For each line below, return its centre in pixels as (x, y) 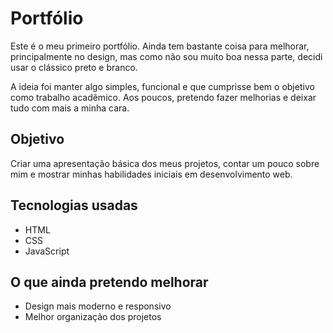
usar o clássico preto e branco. (74, 67)
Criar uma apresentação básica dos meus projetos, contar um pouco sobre (165, 163)
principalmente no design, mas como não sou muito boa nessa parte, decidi (166, 56)
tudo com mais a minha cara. (70, 108)
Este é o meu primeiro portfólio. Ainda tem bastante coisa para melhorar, (160, 46)
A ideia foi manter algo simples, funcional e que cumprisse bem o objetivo (162, 86)
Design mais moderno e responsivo (98, 306)
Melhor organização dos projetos (93, 317)
